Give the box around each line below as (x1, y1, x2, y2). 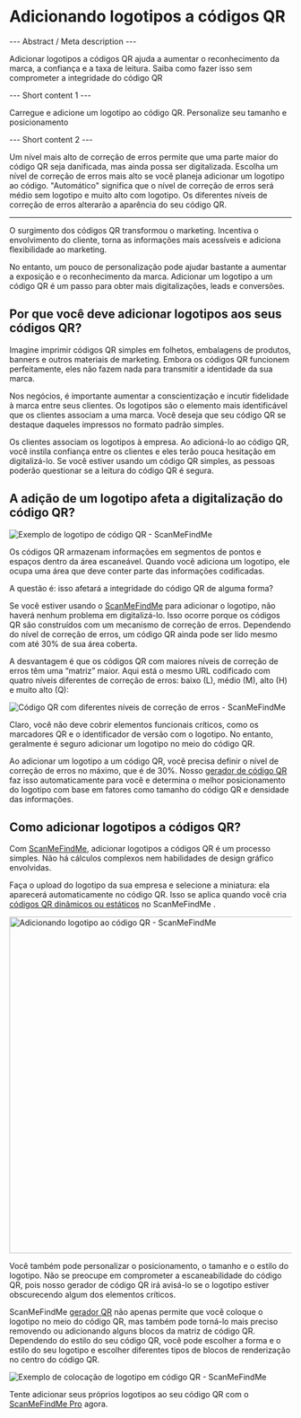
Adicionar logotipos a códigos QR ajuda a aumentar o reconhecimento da (9, 53, 280, 64)
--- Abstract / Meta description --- (9, 36, 137, 47)
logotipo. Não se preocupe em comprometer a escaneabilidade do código (9, 1270, 282, 1281)
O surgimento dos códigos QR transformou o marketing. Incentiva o (9, 224, 260, 235)
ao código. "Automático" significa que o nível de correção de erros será (9, 179, 274, 190)
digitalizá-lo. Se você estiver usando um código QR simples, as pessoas (9, 455, 275, 466)
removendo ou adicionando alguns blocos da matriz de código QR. (9, 1326, 256, 1336)
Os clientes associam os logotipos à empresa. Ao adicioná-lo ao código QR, (9, 436, 289, 447)
